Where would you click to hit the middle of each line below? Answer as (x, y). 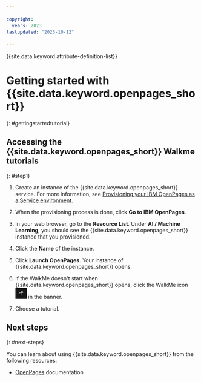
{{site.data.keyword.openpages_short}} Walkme (101, 152)
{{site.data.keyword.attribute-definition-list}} (62, 56)
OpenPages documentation (49, 372)
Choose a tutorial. (37, 308)
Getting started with (58, 81)
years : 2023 (27, 25)
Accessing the (34, 142)
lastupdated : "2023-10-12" (40, 32)
